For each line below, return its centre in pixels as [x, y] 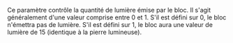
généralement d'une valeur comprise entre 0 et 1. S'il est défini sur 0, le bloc [117, 17]
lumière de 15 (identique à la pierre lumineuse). [74, 32]
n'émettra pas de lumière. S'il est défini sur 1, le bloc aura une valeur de [110, 25]
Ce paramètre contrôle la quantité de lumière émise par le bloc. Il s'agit [109, 10]
